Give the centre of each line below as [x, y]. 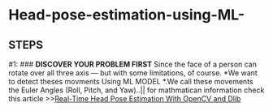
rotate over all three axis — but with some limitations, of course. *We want [133, 73]
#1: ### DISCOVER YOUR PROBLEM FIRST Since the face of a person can [133, 64]
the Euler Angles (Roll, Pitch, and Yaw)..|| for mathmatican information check [136, 90]
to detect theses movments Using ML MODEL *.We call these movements [131, 81]
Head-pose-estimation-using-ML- [127, 15]
